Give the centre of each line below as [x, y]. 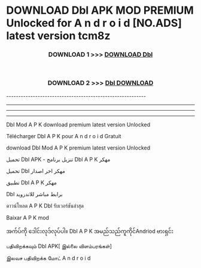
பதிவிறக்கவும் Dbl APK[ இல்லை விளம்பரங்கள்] [59, 246]
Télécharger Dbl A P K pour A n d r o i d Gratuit [64, 136]
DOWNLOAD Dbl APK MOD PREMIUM [100, 10]
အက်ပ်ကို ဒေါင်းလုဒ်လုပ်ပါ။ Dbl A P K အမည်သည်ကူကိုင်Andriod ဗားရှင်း [90, 231]
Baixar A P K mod [28, 217]
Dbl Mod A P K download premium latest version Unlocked [78, 124]
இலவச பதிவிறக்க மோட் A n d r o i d [48, 258]
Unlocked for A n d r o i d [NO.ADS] [94, 23]
